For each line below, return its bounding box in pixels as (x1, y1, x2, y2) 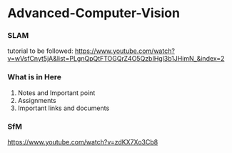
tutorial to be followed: (7, 46, 74, 55)
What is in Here (7, 72, 62, 82)
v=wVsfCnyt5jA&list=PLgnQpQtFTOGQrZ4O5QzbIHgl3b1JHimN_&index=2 (7, 54, 225, 63)
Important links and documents (17, 104, 110, 112)
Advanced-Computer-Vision (7, 5, 181, 21)
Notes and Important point (17, 88, 96, 97)
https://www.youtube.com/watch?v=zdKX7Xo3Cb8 (7, 138, 158, 147)
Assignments (17, 96, 57, 104)
